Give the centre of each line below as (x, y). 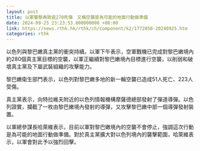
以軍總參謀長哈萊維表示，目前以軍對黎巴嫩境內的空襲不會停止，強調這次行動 (100, 127)
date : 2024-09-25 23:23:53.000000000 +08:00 (62, 23)
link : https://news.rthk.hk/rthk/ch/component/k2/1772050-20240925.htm (97, 28)
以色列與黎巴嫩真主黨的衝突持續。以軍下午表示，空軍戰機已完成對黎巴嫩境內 (100, 52)
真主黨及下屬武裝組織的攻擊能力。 (53, 67)
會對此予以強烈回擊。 (53, 142)
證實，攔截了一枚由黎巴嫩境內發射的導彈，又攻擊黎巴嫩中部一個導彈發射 (100, 107)
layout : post (22, 12)
